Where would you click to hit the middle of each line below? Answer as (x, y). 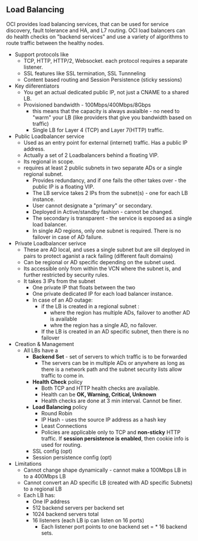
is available (64, 319)
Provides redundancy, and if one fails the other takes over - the (109, 180)
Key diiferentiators (37, 86)
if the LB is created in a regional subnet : (90, 306)
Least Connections (64, 425)
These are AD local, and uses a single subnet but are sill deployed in (107, 249)
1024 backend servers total (66, 514)
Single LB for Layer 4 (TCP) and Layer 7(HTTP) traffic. (98, 130)
